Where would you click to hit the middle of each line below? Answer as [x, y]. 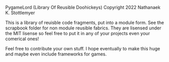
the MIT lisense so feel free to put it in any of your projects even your [78, 33]
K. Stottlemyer [20, 13]
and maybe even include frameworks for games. [56, 54]
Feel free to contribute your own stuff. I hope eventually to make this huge [83, 49]
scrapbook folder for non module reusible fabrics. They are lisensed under [83, 28]
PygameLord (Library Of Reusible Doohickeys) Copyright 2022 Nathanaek [83, 7]
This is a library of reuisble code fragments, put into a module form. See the [85, 23]
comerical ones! [22, 39]
